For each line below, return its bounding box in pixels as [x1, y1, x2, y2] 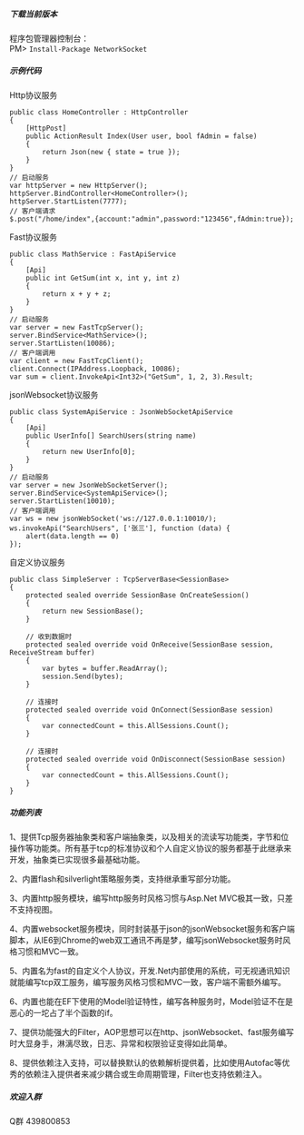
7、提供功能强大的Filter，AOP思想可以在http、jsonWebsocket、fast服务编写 [9, 1026, 295, 1037]
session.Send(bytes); [42, 672, 124, 681]
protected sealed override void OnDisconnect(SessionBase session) [25, 755, 286, 764]
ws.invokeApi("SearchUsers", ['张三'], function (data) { [9, 523, 230, 533]
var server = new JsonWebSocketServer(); [9, 480, 169, 489]
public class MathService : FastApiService [9, 250, 177, 259]
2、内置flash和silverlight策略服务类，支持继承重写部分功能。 [9, 873, 236, 884]
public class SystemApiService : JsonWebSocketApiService [9, 407, 233, 417]
